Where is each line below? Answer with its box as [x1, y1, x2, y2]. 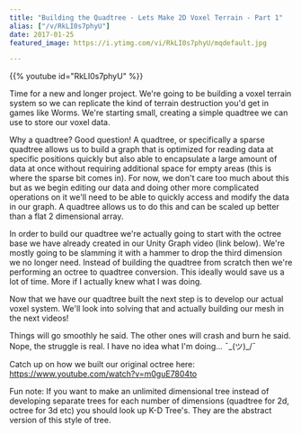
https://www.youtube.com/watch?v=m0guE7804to [9, 368, 198, 379]
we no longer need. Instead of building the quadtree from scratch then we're [9, 258, 293, 268]
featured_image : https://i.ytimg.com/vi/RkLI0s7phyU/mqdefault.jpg [9, 38, 268, 48]
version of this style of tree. [9, 415, 111, 426]
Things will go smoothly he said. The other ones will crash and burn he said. [9, 330, 291, 341]
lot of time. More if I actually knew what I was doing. [9, 276, 202, 287]
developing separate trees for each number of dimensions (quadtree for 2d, [9, 395, 290, 406]
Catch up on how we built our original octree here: [9, 359, 196, 370]
